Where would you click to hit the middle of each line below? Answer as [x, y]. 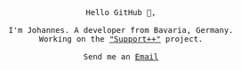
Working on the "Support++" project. [121, 39]
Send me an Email [121, 57]
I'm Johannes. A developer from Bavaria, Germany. [121, 30]
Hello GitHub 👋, [121, 12]
